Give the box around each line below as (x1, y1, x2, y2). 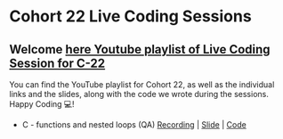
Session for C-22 (9, 55, 106, 70)
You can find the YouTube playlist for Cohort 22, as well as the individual (9, 79, 275, 90)
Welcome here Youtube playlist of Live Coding (9, 42, 271, 57)
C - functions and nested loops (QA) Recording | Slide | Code (21, 119, 247, 130)
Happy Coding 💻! (9, 99, 75, 109)
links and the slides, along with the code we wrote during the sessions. (9, 89, 269, 99)
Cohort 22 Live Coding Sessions (9, 6, 252, 27)
